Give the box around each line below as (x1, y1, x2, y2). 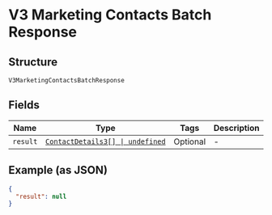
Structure (8, 55, 58, 69)
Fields (8, 99, 40, 112)
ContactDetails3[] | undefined (45, 137, 166, 146)
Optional (173, 136, 206, 147)
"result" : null (15, 192, 67, 200)
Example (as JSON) (8, 163, 108, 177)
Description (213, 122, 260, 133)
